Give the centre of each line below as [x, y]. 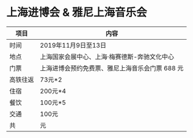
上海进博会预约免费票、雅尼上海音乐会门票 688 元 [112, 68]
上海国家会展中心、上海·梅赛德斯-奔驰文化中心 [107, 57]
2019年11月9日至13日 [73, 45]
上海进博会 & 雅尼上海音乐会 [77, 13]
